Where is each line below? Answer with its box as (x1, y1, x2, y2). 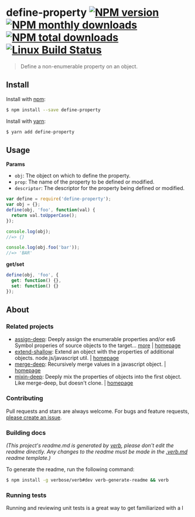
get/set (6, 261, 25, 268)
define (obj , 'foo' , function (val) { (6, 207, 95, 213)
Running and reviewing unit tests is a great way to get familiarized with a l (6, 505, 183, 512)
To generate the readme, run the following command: (6, 465, 135, 473)
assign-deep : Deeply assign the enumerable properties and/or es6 (14, 336, 176, 343)
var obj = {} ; (6, 202, 41, 208)
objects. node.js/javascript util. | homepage (14, 355, 119, 362)
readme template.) (6, 454, 51, 461)
